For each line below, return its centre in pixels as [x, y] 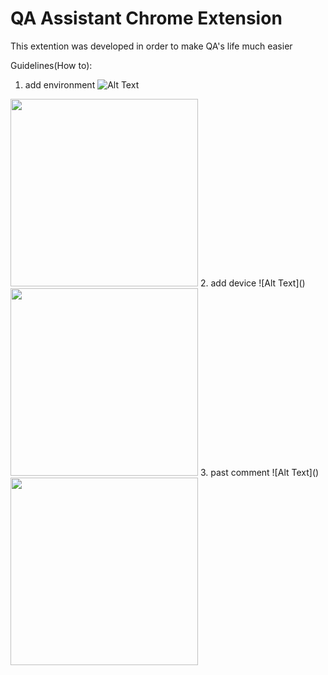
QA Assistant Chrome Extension [146, 18]
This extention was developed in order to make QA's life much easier [151, 46]
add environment [60, 84]
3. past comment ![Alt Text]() [259, 472]
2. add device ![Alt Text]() [252, 283]
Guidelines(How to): [51, 65]
